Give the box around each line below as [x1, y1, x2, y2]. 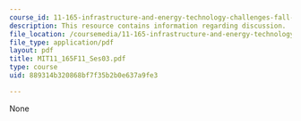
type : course [9, 63, 58, 72]
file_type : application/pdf [9, 37, 115, 47]
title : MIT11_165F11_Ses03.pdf [9, 54, 126, 63]
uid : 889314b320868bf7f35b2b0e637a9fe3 [9, 71, 159, 80]
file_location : [9, 29, 66, 38]
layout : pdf [9, 46, 54, 55]
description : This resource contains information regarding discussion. [9, 21, 287, 30]
